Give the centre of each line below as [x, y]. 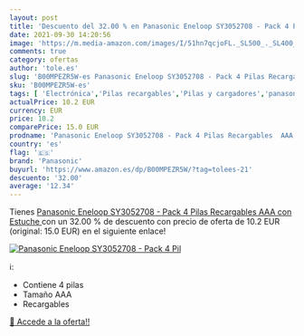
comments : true [38, 52]
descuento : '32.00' [46, 178]
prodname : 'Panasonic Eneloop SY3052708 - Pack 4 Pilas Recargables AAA [152, 136]
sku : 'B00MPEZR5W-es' [50, 85]
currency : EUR [36, 110]
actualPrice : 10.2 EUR [52, 102]
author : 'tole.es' [44, 69]
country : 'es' [36, 144]
